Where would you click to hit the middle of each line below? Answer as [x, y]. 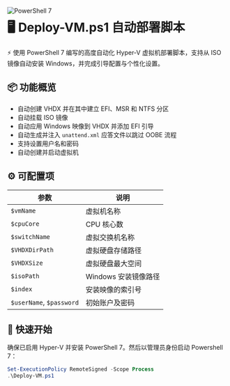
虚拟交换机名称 [110, 237]
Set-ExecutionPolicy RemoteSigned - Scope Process [81, 369]
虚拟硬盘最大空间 [113, 263]
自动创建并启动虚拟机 [48, 152]
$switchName [31, 237]
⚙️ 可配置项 [31, 177]
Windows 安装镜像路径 [123, 277]
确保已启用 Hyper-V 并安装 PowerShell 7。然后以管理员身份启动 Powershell [115, 348]
